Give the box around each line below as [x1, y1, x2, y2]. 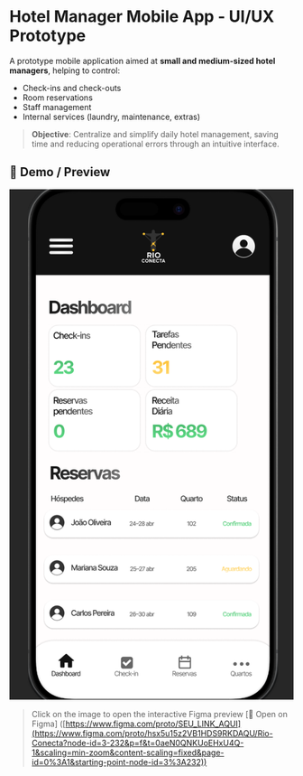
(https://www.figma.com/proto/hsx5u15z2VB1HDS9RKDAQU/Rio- [31, 727, 273, 738]
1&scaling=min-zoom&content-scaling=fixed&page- [31, 747, 225, 758]
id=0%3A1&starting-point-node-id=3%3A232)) [31, 756, 207, 767]
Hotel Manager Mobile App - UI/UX [9, 6, 275, 27]
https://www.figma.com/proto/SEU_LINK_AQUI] [65, 718, 242, 729]
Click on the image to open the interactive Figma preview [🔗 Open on [31, 708, 289, 719]
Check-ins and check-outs [22, 82, 122, 93]
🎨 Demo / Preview [9, 164, 111, 180]
